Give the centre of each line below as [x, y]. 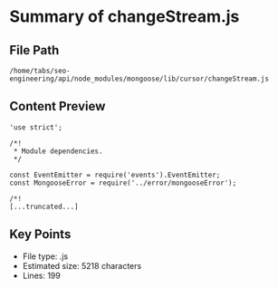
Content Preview [58, 106]
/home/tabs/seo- [40, 71]
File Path [34, 50]
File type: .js [45, 256]
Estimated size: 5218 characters [82, 265]
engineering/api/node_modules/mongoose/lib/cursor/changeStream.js [139, 79]
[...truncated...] [44, 206]
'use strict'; [36, 127]
